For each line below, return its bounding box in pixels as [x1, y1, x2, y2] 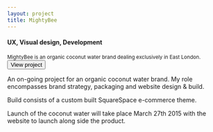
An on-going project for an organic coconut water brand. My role [7, 74, 193, 83]
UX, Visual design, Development [7, 38, 103, 47]
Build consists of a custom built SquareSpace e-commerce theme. [7, 95, 197, 104]
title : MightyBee [7, 17, 58, 24]
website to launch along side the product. [7, 116, 126, 125]
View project [10, 60, 43, 68]
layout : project [7, 10, 54, 17]
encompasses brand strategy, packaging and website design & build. [7, 82, 205, 90]
